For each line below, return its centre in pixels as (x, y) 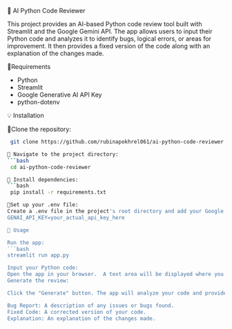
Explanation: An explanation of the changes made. (81, 318)
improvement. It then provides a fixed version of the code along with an (109, 46)
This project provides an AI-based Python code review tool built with (105, 24)
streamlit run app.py (38, 255)
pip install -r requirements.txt (58, 192)
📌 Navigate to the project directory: (63, 154)
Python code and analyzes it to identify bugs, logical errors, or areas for (109, 39)
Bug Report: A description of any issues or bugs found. (91, 306)
